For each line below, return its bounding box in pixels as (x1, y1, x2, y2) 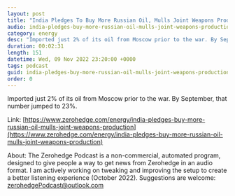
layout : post (7, 10, 45, 17)
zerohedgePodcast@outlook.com (7, 181, 104, 190)
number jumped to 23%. (7, 102, 78, 111)
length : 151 (7, 50, 42, 57)
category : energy (7, 29, 58, 37)
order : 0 (7, 75, 33, 83)
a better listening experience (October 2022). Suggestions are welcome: (7, 174, 216, 182)
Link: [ (7, 115, 26, 124)
